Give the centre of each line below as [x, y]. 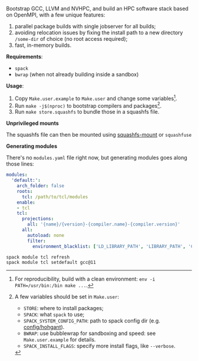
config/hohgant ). [44, 327]
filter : [37, 241]
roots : [25, 191]
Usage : [15, 86]
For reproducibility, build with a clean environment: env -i [85, 279]
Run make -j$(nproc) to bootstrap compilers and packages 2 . [88, 105]
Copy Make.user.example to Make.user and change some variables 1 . [96, 98]
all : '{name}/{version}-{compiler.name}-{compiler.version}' [104, 224]
